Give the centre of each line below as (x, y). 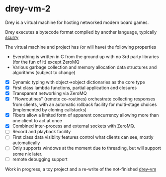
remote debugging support (40, 159)
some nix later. (27, 154)
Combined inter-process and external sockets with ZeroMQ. (74, 126)
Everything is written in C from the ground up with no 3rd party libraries (85, 56)
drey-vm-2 (28, 9)
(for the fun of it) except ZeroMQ (46, 62)
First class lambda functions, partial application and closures (75, 88)
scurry (12, 37)
